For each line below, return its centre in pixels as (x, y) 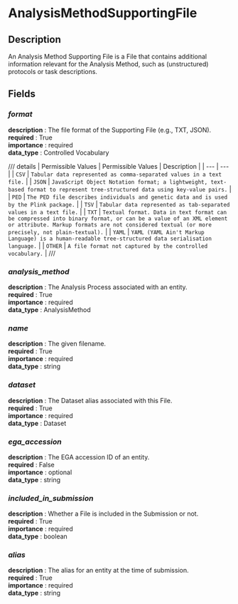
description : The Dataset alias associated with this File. (90, 400)
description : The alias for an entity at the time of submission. (98, 571)
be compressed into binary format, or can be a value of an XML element (118, 219)
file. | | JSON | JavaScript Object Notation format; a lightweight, (108, 181)
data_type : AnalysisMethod (49, 309)
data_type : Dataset (37, 423)
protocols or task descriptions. (53, 72)
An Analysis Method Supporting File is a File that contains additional (108, 56)
